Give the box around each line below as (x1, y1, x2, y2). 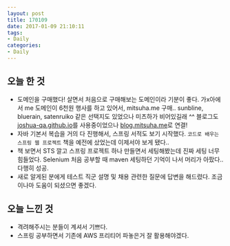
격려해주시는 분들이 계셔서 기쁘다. (17, 223, 108, 231)
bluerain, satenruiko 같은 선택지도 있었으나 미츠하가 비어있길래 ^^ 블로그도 (17, 112, 219, 120)
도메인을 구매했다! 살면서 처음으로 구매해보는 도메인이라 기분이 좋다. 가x (17, 95, 210, 103)
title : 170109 (7, 16, 48, 23)
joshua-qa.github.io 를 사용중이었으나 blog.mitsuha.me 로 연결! (17, 121, 188, 129)
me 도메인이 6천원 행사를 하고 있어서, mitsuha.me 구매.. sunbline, (24, 104, 204, 112)
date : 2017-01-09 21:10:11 (7, 23, 85, 30)
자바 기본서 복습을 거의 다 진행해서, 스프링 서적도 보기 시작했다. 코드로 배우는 (17, 129, 219, 137)
